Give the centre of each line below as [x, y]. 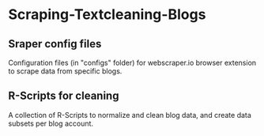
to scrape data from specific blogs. [65, 71]
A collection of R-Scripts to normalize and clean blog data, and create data [130, 115]
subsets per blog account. [51, 123]
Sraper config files [55, 44]
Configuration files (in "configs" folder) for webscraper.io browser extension [132, 62]
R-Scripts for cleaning [64, 96]
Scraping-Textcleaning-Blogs [107, 15]
